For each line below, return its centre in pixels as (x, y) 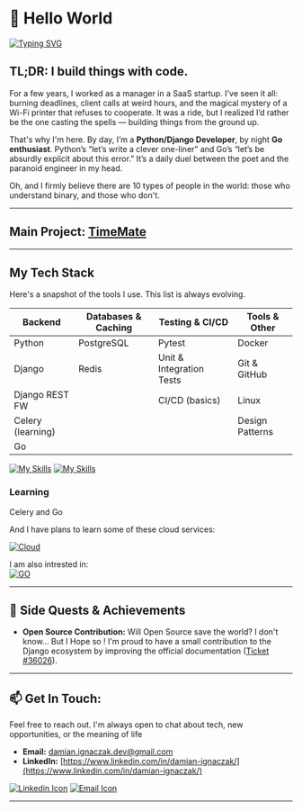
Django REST (41, 395)
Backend (41, 322)
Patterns (256, 432)
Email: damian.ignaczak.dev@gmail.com (98, 752)
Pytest (172, 343)
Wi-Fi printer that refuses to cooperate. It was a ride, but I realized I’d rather (149, 113)
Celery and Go (36, 511)
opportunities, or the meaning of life (76, 734)
